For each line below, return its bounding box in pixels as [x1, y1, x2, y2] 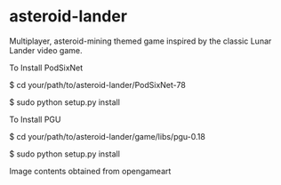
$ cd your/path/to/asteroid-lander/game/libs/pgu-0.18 [9, 131, 206, 141]
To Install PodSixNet [9, 62, 84, 73]
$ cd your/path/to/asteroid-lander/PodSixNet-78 [9, 79, 187, 90]
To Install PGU [9, 114, 61, 125]
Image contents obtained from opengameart [9, 165, 172, 176]
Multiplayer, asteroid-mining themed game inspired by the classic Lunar [9, 36, 272, 46]
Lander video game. [9, 44, 83, 55]
